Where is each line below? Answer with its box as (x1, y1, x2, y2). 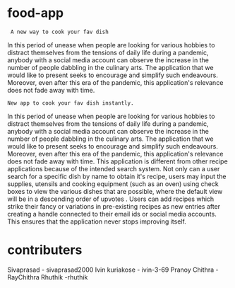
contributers (7, 242, 83, 258)
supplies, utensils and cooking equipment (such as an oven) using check (7, 179, 219, 188)
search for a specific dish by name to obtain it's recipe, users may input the (7, 172, 227, 180)
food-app (7, 5, 64, 21)
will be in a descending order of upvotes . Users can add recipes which (7, 195, 215, 203)
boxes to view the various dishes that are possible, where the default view (7, 187, 223, 195)
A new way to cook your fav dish (10, 28, 109, 35)
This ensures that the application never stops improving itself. (7, 217, 187, 226)
